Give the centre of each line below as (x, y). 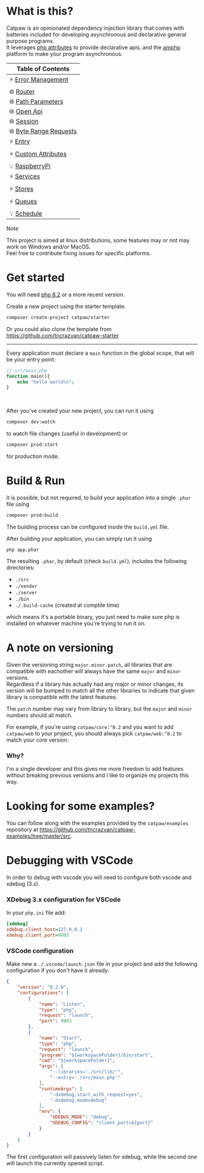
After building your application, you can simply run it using (79, 538)
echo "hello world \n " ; (46, 382)
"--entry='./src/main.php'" (85, 1078)
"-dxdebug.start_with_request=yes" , (96, 1095)
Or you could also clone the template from (59, 329)
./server (26, 593)
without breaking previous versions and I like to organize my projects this (98, 775)
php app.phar (23, 550)
